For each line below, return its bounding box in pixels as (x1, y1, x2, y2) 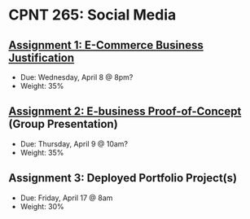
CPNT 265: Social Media (8, 6, 177, 24)
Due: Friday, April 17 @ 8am (20, 193, 113, 203)
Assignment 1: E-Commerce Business (8, 38, 204, 52)
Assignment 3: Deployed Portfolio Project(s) (8, 171, 238, 185)
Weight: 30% (20, 201, 65, 211)
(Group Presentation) (8, 117, 118, 131)
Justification (8, 50, 75, 64)
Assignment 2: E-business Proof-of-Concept (8, 104, 242, 119)
